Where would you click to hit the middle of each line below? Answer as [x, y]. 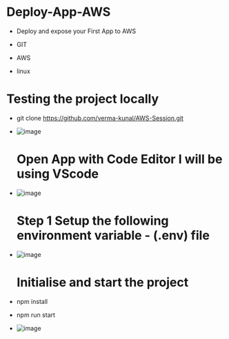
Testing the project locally [83, 99]
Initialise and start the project [102, 282]
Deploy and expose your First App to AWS [76, 31]
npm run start [36, 315]
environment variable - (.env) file [113, 236]
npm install [32, 301]
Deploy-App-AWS [59, 12]
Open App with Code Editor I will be [119, 160]
